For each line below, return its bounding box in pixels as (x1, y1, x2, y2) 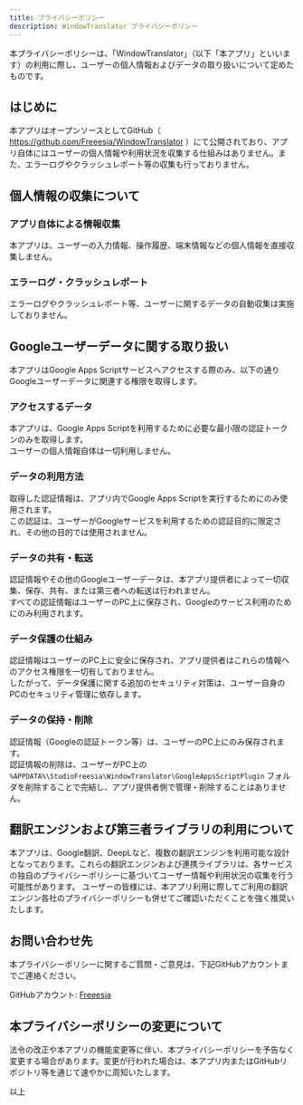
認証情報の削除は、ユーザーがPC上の (9, 758, 147, 770)
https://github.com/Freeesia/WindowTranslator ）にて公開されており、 (9, 137, 272, 148)
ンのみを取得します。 (9, 434, 89, 445)
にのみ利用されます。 (9, 608, 89, 619)
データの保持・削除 (9, 714, 93, 726)
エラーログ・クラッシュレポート (9, 275, 149, 288)
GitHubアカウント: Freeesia (9, 989, 111, 1001)
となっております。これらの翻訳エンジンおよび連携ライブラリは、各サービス (9, 859, 294, 870)
